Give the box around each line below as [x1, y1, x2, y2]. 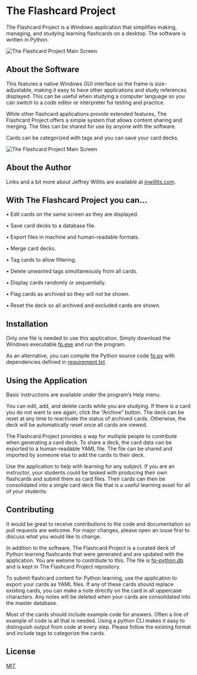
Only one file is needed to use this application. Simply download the [6, 335, 171, 342]
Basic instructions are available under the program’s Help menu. [6, 391, 161, 398]
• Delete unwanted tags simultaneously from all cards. [6, 268, 138, 275]
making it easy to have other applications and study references [34, 86, 187, 93]
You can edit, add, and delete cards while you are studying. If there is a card [6, 403, 191, 409]
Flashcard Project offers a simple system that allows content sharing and [6, 116, 182, 123]
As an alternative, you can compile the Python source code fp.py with [6, 352, 175, 359]
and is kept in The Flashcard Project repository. [6, 563, 121, 570]
